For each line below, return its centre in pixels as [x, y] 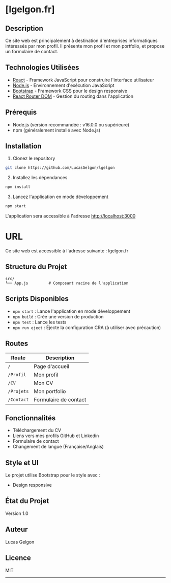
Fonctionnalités [31, 418]
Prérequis [21, 112]
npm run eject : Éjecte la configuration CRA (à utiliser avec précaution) [87, 327]
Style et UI [22, 462]
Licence [18, 558]
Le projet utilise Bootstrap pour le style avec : [53, 475]
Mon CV [44, 383]
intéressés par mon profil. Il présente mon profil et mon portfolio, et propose [85, 46]
